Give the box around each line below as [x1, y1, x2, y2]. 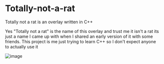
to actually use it [5, 44, 38, 49]
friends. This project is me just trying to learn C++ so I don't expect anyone [5, 38, 156, 44]
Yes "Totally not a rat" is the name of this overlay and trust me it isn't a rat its [5, 28, 159, 34]
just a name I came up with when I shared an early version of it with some [5, 33, 153, 39]
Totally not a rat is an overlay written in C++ [5, 19, 93, 25]
